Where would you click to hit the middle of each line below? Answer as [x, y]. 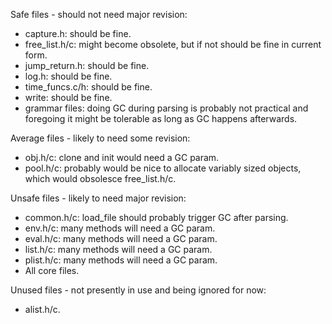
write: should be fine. [68, 97]
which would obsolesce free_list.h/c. [100, 178]
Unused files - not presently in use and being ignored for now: [138, 290]
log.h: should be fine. [68, 76]
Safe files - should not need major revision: [99, 14]
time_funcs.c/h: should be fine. [88, 87]
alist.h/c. [42, 309]
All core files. [52, 270]
